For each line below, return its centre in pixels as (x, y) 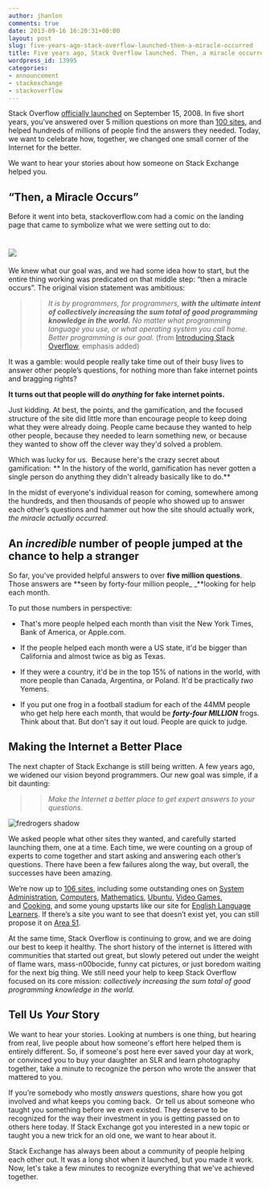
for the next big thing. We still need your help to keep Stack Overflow (123, 972)
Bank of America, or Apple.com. (73, 632)
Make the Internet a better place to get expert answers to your (151, 799)
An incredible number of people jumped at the (126, 543)
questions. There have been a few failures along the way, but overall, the (129, 864)
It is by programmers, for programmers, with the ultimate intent (154, 303)
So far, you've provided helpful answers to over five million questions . (125, 575)
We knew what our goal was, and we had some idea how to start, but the (129, 271)
